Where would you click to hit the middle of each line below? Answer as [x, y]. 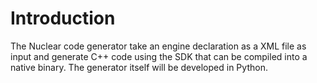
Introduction [63, 18]
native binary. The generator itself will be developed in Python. [139, 67]
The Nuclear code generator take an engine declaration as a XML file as [158, 46]
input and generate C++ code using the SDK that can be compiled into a [159, 56]
